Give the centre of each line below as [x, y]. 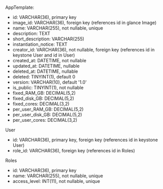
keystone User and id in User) [44, 55]
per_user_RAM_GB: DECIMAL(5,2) [48, 109]
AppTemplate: [20, 7]
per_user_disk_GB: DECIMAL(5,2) [47, 115]
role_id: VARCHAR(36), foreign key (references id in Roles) [74, 151]
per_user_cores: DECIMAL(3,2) [45, 120]
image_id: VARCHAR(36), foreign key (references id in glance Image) [85, 23]
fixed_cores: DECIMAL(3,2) [41, 104]
